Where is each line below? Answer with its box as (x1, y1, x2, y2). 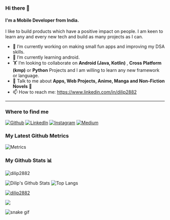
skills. (12, 49, 25, 55)
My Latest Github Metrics (5, 133, 69, 140)
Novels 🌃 (12, 83, 32, 90)
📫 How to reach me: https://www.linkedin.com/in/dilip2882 (12, 89, 137, 95)
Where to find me (5, 108, 49, 115)
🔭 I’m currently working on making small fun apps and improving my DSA (12, 43, 165, 50)
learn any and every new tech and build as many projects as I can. (5, 34, 143, 40)
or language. (12, 73, 39, 79)
